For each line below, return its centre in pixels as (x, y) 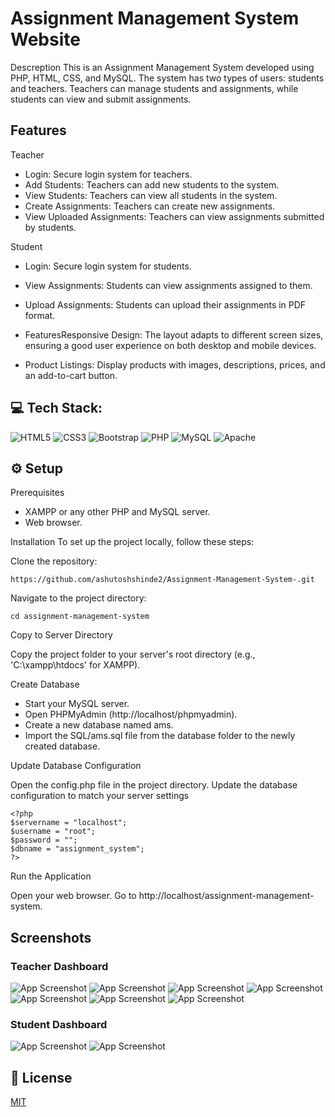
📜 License (41, 1077)
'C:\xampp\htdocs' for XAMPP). (75, 665)
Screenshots (51, 937)
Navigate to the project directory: (78, 598)
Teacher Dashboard (59, 966)
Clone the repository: (54, 561)
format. (40, 315)
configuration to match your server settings (100, 796)
